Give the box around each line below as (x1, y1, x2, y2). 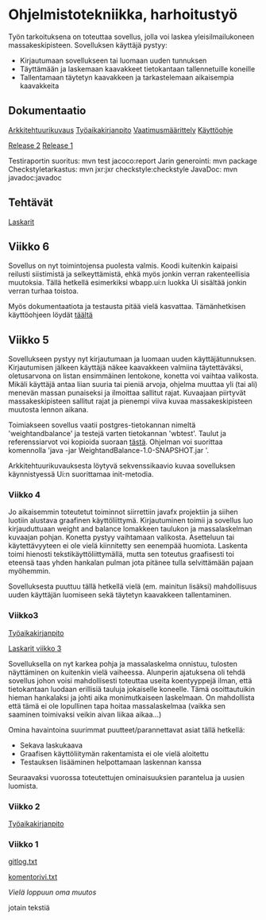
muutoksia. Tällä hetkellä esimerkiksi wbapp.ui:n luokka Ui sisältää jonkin (8, 278, 247, 288)
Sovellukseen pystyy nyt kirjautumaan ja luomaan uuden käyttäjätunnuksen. (8, 354, 256, 364)
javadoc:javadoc (8, 172, 62, 182)
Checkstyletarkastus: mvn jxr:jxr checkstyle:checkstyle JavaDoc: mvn (8, 164, 238, 174)
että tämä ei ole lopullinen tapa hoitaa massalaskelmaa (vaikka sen (8, 701, 226, 710)
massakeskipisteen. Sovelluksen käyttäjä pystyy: (8, 40, 168, 49)
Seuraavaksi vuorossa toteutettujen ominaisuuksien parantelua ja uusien (8, 772, 245, 782)
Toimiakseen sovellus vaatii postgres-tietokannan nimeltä (8, 420, 196, 430)
